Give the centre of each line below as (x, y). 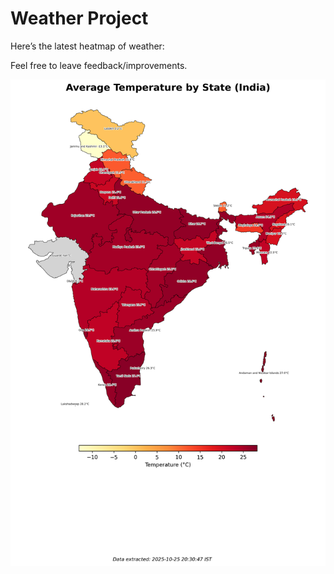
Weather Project (79, 18)
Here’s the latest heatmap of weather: (87, 46)
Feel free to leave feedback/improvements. (99, 65)
